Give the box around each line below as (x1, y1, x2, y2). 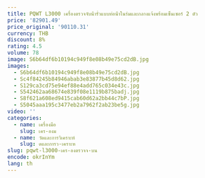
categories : (7, 114, 42, 121)
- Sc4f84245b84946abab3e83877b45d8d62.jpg (13, 75, 140, 83)
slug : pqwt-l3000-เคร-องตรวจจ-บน (7, 147, 98, 154)
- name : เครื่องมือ (13, 121, 56, 128)
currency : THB (7, 29, 49, 37)
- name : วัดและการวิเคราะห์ (13, 134, 75, 141)
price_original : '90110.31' (7, 23, 90, 30)
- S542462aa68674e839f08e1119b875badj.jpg (13, 88, 140, 95)
